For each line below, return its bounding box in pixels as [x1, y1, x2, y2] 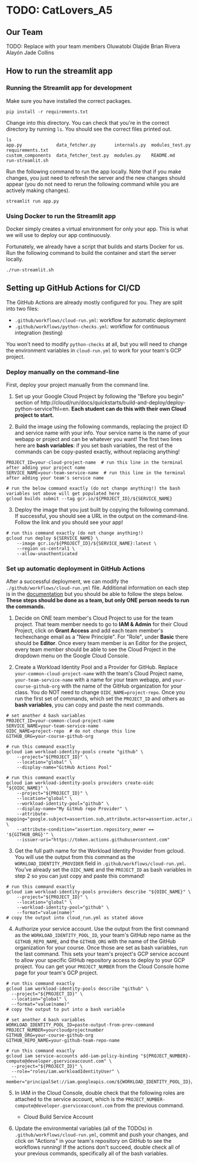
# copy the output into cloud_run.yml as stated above [6, 915, 144, 921]
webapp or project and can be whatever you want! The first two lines [14, 436, 183, 443]
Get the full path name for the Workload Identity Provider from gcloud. [14, 847, 185, 854]
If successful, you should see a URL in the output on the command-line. [14, 513, 189, 520]
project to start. [14, 412, 54, 419]
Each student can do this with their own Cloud [71, 406, 187, 413]
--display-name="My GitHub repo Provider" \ [16, 806, 128, 812]
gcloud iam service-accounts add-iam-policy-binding [6, 1053, 138, 1059]
